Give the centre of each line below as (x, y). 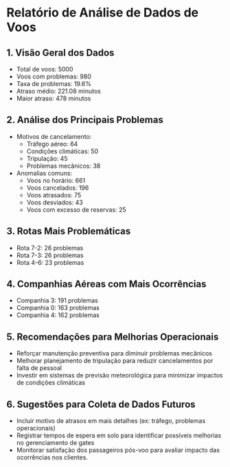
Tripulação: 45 (47, 158)
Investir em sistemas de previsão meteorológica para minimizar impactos (119, 376)
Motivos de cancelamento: (54, 136)
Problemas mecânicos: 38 (64, 166)
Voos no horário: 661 (56, 180)
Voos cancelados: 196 (58, 188)
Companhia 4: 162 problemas (58, 315)
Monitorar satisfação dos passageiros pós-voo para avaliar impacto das (118, 450)
